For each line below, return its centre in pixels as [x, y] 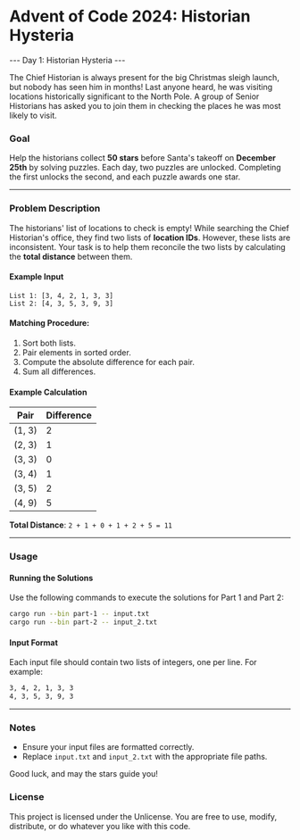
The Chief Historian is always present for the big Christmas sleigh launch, [144, 77]
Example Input [37, 277]
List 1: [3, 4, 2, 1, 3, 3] [62, 295]
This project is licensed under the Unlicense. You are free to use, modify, [143, 816]
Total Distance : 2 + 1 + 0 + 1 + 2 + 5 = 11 [91, 525]
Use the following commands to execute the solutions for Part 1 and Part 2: [146, 598]
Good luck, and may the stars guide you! [84, 774]
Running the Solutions [51, 578]
